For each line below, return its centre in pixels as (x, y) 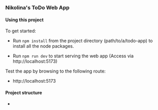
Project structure (24, 92)
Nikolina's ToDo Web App (37, 8)
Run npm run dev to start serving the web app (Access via (73, 56)
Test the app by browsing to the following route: (56, 71)
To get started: (21, 31)
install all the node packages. (43, 46)
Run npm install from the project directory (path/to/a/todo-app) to (83, 41)
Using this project (24, 20)
